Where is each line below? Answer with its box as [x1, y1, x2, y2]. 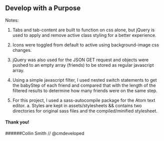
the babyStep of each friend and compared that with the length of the [12, 82, 156, 88]
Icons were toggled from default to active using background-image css [12, 42, 159, 48]
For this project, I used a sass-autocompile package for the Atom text [12, 97, 155, 103]
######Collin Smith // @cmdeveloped [5, 131, 84, 137]
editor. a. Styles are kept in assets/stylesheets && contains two [12, 102, 142, 109]
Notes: [5, 17, 19, 23]
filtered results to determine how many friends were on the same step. [12, 87, 157, 94]
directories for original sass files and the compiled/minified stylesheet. [12, 108, 157, 114]
